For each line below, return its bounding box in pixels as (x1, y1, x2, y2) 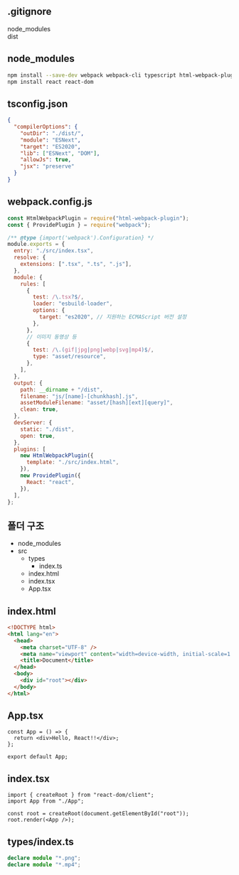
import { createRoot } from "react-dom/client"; (7, 792, 154, 799)
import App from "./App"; (7, 798, 84, 805)
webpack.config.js (7, 195, 92, 208)
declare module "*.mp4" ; (7, 861, 81, 868)
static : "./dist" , (20, 426, 75, 433)
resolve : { (14, 254, 46, 262)
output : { (14, 380, 43, 387)
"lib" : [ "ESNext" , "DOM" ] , (20, 149, 100, 157)
